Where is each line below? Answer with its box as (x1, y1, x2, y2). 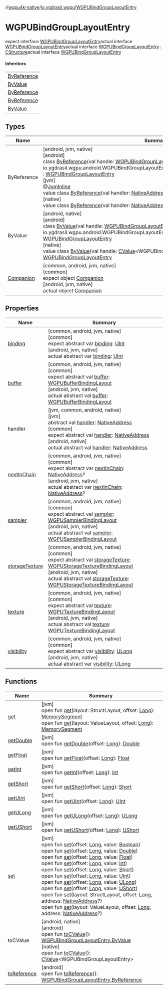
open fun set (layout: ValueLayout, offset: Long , (41, 903, 151, 910)
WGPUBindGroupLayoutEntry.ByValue (41, 937, 131, 944)
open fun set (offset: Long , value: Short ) (41, 866, 134, 873)
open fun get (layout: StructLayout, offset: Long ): (41, 707, 155, 714)
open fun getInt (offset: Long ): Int (41, 769, 118, 776)
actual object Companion (42, 287, 102, 294)
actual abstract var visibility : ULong (47, 660, 131, 667)
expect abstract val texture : (47, 602, 112, 609)
